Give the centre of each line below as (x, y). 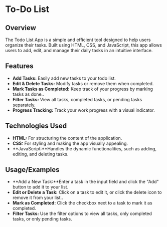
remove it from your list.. (38, 198)
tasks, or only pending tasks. (42, 219)
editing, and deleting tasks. (40, 154)
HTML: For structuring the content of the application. (67, 138)
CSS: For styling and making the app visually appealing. (70, 143)
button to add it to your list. (40, 187)
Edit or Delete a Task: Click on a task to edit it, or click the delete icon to (87, 192)
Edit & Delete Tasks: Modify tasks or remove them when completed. (83, 83)
